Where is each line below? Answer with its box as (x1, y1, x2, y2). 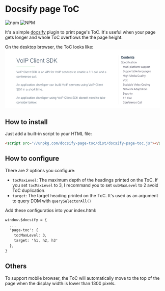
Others (5, 262, 27, 270)
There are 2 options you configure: (5, 167, 76, 173)
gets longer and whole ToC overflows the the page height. (5, 34, 123, 40)
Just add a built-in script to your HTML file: (5, 131, 92, 136)
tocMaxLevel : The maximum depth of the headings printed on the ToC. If (12, 177, 158, 183)
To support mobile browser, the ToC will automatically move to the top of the (5, 275, 160, 281)
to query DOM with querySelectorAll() (12, 198, 92, 204)
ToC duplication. (12, 187, 46, 193)
